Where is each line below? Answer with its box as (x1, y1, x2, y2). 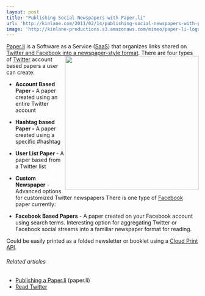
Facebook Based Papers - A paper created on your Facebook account (15, 212, 193, 220)
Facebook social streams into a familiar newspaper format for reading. (15, 226, 192, 233)
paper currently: (15, 201, 56, 208)
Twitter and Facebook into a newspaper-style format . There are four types (6, 50, 193, 57)
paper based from (15, 157, 61, 164)
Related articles (6, 257, 46, 265)
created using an (15, 94, 58, 101)
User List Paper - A (15, 150, 64, 157)
